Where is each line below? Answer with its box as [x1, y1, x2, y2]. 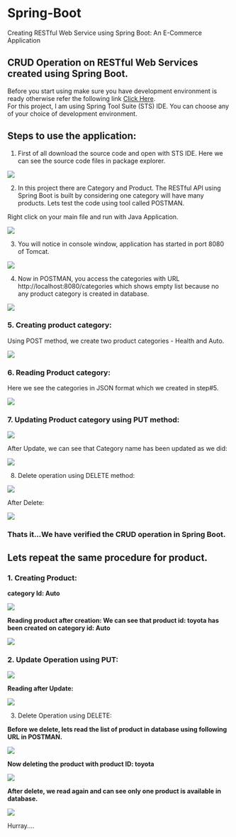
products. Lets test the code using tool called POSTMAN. [17, 198, 185, 207]
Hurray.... [7, 821, 35, 830]
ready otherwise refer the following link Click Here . [7, 94, 156, 102]
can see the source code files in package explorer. [17, 156, 166, 165]
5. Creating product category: [7, 320, 112, 330]
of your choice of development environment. [7, 109, 137, 118]
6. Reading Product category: [7, 368, 111, 378]
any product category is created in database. [17, 289, 150, 298]
